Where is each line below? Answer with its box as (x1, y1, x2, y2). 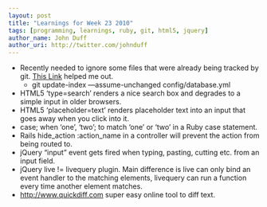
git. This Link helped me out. (19, 72, 114, 81)
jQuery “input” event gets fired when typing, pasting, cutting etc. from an (19, 148, 260, 158)
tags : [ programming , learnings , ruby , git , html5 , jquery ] (8, 26, 209, 34)
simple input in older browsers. (19, 97, 122, 107)
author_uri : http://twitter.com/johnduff (8, 41, 148, 49)
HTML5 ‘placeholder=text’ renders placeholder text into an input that (19, 105, 245, 115)
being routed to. (19, 139, 73, 149)
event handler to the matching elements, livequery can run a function (19, 173, 247, 183)
